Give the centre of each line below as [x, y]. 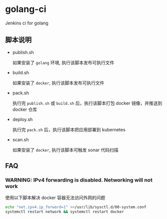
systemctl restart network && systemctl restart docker [64, 212]
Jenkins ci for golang [27, 23]
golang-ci [26, 9]
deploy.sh [22, 119]
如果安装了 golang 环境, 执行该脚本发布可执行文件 [63, 62]
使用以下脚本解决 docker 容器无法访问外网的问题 [55, 198]
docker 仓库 [25, 109]
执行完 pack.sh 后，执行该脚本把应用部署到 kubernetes [69, 129]
